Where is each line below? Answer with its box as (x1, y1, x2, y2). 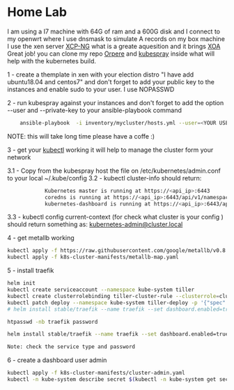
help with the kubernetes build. (7, 56, 96, 65)
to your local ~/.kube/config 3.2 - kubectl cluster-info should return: (7, 173, 202, 182)
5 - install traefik (7, 266, 54, 275)
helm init (7, 280, 36, 287)
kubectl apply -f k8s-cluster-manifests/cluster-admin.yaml (7, 370, 186, 377)
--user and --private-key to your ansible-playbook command (7, 106, 182, 114)
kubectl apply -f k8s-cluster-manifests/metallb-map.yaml (7, 253, 179, 261)
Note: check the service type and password (7, 343, 136, 350)
